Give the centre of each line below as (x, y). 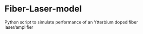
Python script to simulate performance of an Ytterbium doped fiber (71, 22)
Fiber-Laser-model (43, 9)
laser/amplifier (19, 27)
